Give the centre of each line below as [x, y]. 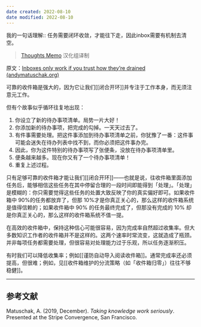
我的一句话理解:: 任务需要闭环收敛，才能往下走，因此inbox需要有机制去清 [96, 35]
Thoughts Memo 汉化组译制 [55, 55]
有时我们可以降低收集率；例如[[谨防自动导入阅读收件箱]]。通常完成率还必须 [99, 255]
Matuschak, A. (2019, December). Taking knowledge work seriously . [90, 311]
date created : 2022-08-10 [38, 12]
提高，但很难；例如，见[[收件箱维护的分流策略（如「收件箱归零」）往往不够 [99, 262]
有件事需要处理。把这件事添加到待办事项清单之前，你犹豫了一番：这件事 [104, 135]
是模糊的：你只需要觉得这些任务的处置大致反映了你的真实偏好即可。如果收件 [100, 192]
